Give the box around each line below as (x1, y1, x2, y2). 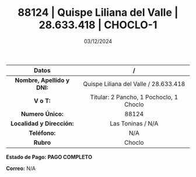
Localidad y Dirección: (10, 119, 74, 127)
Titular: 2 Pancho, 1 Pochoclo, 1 (90, 93, 178, 101)
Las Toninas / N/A (110, 119, 159, 127)
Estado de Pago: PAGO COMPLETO (6, 153, 92, 161)
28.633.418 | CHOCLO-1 (38, 18, 157, 32)
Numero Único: (20, 110, 64, 118)
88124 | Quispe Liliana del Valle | (17, 6, 178, 19)
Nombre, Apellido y (15, 76, 70, 84)
